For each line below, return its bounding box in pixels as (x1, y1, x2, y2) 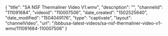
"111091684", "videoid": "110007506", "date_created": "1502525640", (5, 9, 148, 15)
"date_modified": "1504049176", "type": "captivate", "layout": (5, 15, 132, 20)
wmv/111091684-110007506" (5, 25, 64, 31)
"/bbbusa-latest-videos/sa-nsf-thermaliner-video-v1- (52, 20, 162, 26)
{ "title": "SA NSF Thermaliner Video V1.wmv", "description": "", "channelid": (5, 4, 163, 10)
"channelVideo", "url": (5, 20, 51, 26)
